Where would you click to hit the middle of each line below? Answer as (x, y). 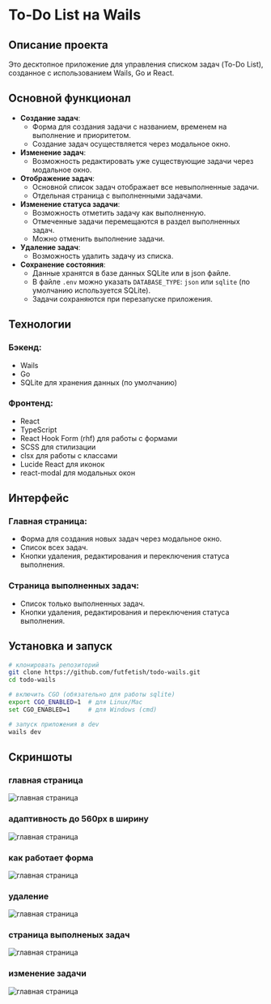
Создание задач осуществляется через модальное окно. (131, 144)
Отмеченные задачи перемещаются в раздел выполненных (136, 221)
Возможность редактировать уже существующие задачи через (143, 161)
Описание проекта (58, 45)
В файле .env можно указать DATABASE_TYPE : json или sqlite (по (141, 281)
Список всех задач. (54, 547)
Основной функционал (70, 99)
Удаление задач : (50, 247)
